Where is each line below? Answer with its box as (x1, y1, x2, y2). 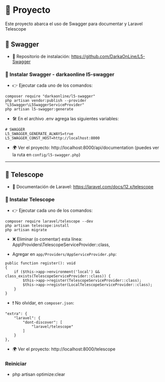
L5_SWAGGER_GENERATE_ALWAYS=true (5, 132, 74, 137)
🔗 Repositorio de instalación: (12, 53, 70, 59)
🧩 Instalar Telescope (5, 196, 55, 203)
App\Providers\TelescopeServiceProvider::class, (12, 242, 110, 248)
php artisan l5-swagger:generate (5, 107, 74, 112)
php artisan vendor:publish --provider (5, 98, 87, 103)
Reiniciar (5, 360, 27, 367)
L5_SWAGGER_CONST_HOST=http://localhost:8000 (5, 136, 100, 141)
